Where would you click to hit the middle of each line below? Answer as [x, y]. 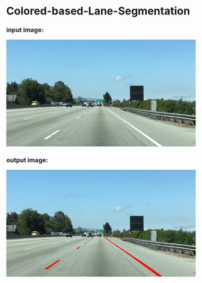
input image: [25, 30]
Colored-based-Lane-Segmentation [98, 11]
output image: [27, 160]
